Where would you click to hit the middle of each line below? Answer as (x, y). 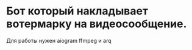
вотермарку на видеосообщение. (97, 24)
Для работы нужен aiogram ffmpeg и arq (59, 40)
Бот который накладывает (77, 11)
